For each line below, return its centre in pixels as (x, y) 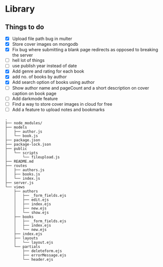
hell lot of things (28, 60)
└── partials (27, 247)
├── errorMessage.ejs (45, 255)
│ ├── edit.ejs (31, 200)
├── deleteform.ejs (42, 251)
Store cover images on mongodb (45, 44)
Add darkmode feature (35, 98)
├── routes (16, 166)
